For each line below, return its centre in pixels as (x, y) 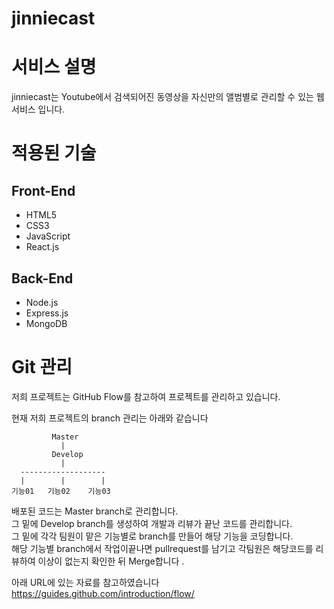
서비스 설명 (54, 67)
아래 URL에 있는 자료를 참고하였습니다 (85, 582)
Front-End (43, 190)
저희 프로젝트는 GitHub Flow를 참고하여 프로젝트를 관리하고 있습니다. (146, 396)
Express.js (47, 313)
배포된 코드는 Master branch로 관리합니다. (95, 511)
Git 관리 (42, 367)
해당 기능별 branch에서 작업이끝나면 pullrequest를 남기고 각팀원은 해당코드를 (162, 548)
